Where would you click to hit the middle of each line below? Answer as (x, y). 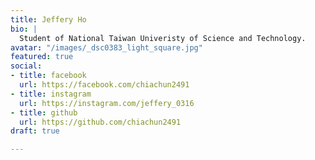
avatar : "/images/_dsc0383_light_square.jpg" (106, 47)
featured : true (42, 57)
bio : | (24, 29)
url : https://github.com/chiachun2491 (100, 122)
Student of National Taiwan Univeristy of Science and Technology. (163, 38)
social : (26, 66)
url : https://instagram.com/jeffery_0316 (107, 103)
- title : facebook (48, 76)
